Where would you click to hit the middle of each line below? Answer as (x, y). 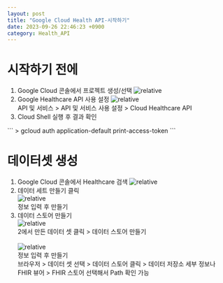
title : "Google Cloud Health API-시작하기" (69, 20)
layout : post (26, 14)
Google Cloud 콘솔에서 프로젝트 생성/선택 (75, 91)
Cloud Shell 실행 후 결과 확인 (57, 117)
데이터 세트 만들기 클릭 (48, 191)
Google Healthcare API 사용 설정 (63, 99)
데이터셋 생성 (43, 161)
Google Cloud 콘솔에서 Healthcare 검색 (72, 182)
